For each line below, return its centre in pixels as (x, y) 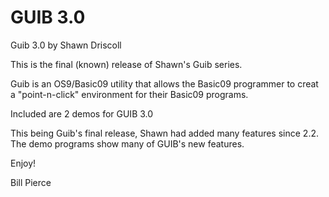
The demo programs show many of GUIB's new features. (127, 143)
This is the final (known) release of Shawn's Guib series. (126, 64)
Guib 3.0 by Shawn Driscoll (66, 45)
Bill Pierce (31, 182)
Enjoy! (23, 163)
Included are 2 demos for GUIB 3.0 (82, 113)
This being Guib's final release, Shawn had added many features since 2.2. (164, 133)
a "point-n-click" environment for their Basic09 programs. (129, 94)
